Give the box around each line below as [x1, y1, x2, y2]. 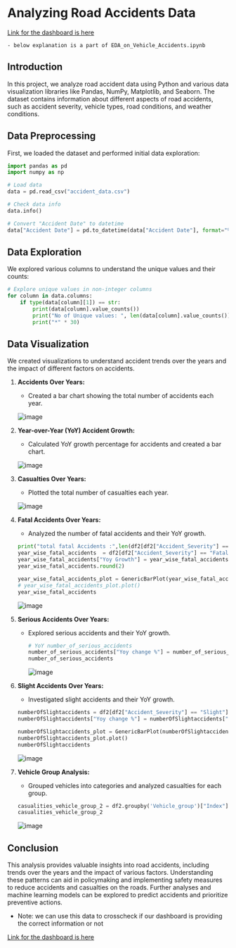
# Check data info [7, 201, 61, 208]
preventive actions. [7, 898, 63, 906]
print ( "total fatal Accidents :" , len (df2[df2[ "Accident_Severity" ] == [17, 543, 229, 550]
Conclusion [7, 842, 59, 854]
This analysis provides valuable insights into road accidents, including [7, 861, 209, 869]
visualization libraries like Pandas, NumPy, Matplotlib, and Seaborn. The [7, 87, 216, 96]
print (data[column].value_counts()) [32, 306, 140, 313]
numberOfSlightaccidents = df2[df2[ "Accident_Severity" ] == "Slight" [17, 709, 226, 716]
